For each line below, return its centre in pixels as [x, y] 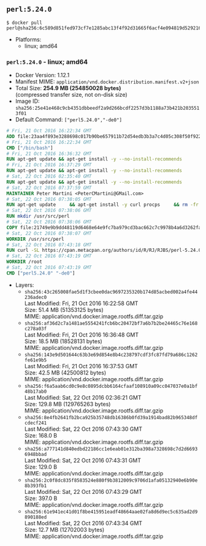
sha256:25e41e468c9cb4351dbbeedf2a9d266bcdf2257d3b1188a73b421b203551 [107, 108]
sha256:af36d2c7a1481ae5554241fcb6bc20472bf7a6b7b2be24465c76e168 [111, 323]
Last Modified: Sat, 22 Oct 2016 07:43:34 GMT [83, 523]
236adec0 [36, 297]
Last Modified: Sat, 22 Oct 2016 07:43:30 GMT [83, 429]
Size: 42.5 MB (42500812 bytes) [65, 373]
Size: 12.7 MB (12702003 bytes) [64, 529]
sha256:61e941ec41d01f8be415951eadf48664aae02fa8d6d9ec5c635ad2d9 [111, 512]
